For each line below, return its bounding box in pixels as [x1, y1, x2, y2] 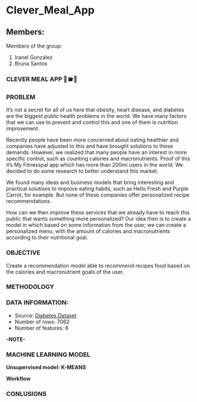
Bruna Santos [14, 60, 48, 67]
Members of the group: [6, 42, 62, 49]
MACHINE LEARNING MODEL [6, 350, 91, 359]
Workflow [6, 375, 31, 382]
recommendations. [6, 198, 52, 205]
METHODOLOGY [6, 283, 55, 291]
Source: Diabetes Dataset [14, 312, 77, 319]
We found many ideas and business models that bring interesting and [6, 179, 175, 186]
